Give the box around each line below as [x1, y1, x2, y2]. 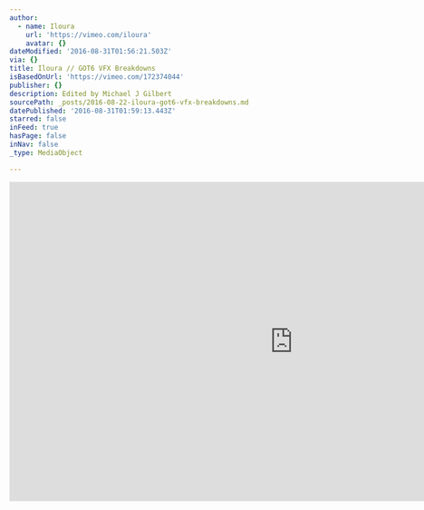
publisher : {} [9, 81, 63, 90]
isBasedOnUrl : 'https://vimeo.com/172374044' [9, 73, 184, 82]
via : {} [9, 55, 39, 64]
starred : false [9, 114, 67, 123]
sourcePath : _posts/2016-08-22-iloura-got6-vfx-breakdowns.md [9, 97, 249, 107]
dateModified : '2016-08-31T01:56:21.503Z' [9, 47, 172, 56]
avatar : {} [25, 38, 67, 48]
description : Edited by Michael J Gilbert [9, 89, 172, 98]
